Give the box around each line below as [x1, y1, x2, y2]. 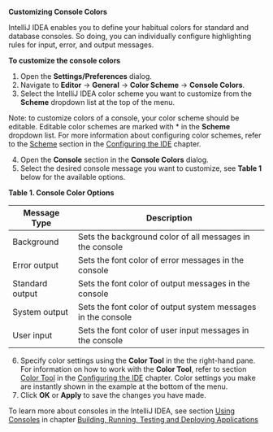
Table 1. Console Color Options [8, 188, 115, 198]
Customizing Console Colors [8, 7, 108, 16]
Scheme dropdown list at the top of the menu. [19, 98, 175, 107]
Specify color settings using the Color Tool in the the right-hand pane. [19, 356, 256, 365]
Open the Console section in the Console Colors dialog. [19, 155, 209, 164]
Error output [12, 260, 59, 271]
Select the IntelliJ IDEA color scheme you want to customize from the [19, 89, 252, 98]
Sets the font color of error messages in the [78, 255, 245, 265]
